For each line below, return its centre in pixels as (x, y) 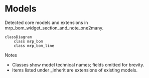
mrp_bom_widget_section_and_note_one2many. (54, 27)
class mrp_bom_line (34, 45)
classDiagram (18, 37)
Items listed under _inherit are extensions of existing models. (75, 70)
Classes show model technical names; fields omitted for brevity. (78, 64)
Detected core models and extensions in (46, 22)
